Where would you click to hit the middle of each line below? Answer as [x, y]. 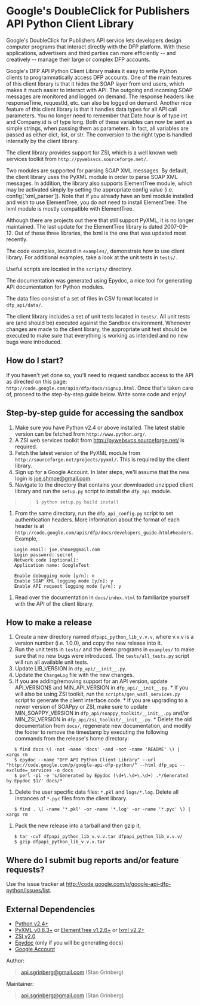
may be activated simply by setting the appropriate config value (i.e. [90, 189]
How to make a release [49, 622]
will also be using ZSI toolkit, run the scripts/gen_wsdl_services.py [97, 694]
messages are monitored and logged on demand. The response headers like [100, 96]
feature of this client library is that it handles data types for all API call [92, 109]
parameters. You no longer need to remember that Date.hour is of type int [97, 116]
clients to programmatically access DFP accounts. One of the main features [99, 77]
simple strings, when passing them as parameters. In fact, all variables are [98, 128]
